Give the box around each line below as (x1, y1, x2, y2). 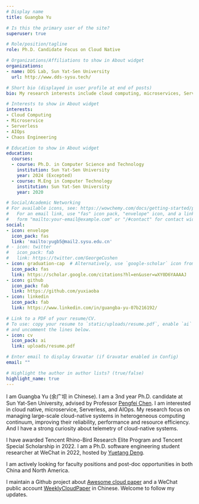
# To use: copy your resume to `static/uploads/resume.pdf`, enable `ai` (6, 321, 192, 327)
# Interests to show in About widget (6, 101, 99, 107)
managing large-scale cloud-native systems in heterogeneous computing (6, 412, 185, 419)
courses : (11, 156, 33, 162)
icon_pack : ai (11, 338, 46, 344)
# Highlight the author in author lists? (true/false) (6, 370, 145, 376)
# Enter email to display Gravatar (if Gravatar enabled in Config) (6, 354, 179, 360)
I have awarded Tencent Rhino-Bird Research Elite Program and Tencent (6, 436, 182, 443)
